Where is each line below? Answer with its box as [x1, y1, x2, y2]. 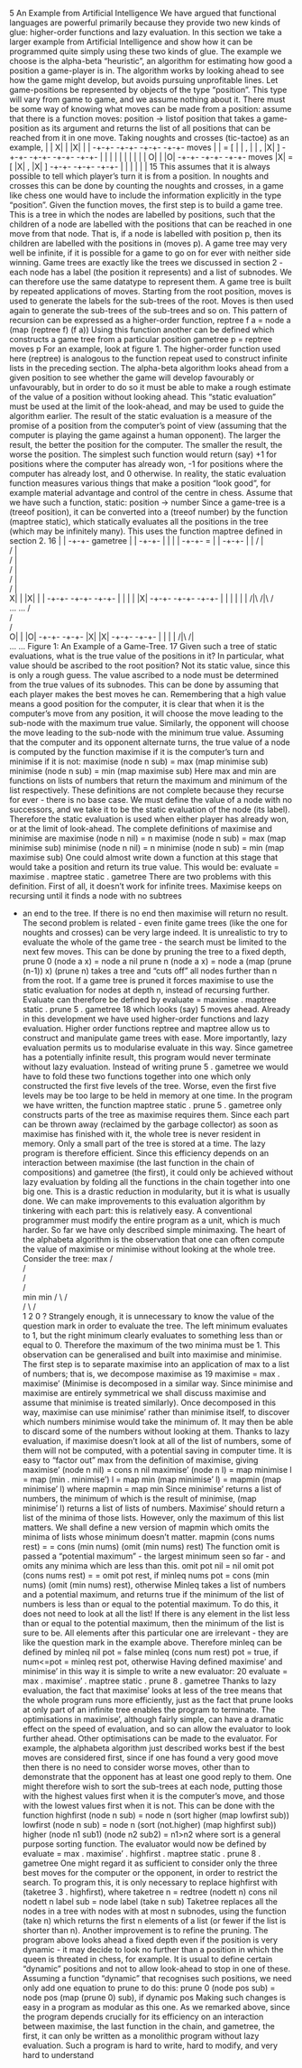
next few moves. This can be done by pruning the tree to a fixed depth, [22, 946, 287, 956]
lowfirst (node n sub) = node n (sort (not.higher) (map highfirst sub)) [22, 1820, 277, 1830]
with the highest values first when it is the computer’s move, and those [22, 1791, 286, 1801]
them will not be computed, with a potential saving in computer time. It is [22, 1445, 293, 1456]
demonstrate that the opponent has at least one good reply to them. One [22, 1772, 292, 1782]
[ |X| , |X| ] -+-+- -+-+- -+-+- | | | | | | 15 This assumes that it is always [9, 162, 270, 172]
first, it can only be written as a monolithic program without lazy [22, 2031, 260, 2041]
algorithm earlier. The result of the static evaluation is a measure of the [9, 411, 272, 421]
